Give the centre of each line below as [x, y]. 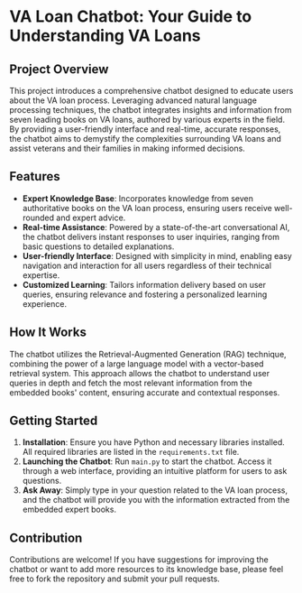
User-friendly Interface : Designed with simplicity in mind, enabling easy [157, 255]
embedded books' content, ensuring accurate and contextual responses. [145, 392]
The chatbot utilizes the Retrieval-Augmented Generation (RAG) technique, [148, 354]
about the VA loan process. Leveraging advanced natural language [133, 100]
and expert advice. [91, 218]
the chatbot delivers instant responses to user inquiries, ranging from [151, 236]
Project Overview [59, 69]
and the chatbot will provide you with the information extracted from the [156, 500]
